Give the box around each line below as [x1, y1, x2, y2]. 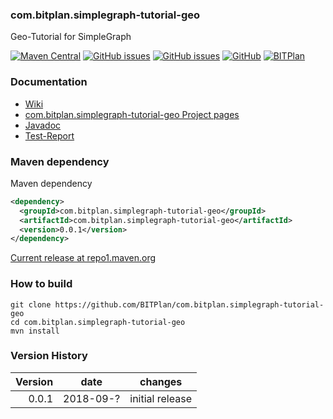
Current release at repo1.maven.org [10, 252, 157, 264]
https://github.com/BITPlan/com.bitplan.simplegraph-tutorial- [54, 299, 325, 310]
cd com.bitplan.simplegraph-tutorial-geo [10, 317, 186, 327]
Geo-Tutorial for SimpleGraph [10, 31, 132, 43]
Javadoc [24, 119, 62, 131]
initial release [129, 391, 192, 405]
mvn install [10, 326, 60, 336]
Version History [10, 349, 88, 363]
